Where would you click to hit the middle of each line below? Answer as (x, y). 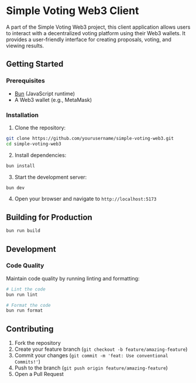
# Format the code (28, 305)
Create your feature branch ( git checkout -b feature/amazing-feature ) (101, 349)
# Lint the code (26, 289)
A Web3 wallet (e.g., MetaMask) (53, 100)
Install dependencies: (40, 155)
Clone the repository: (40, 128)
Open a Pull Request (39, 374)
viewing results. (25, 46)
